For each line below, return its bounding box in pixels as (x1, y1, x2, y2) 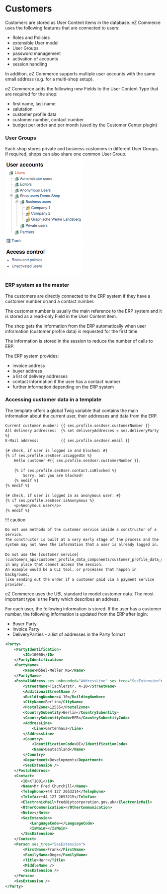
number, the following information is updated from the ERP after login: (5, 611, 148, 617)
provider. (5, 582, 26, 587)
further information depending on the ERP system (12, 384, 114, 390)
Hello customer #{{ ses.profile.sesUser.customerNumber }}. (14, 458, 141, 463)
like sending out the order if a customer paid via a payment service (5, 577, 155, 582)
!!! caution (5, 516, 26, 522)
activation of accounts (12, 55, 59, 61)
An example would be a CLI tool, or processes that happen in (5, 567, 137, 572)
